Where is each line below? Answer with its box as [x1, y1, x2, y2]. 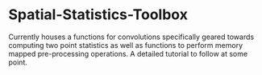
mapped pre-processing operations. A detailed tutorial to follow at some [8, 49, 248, 58]
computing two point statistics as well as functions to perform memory [8, 40, 243, 49]
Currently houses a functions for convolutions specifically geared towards [8, 32, 255, 41]
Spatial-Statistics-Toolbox [8, 6, 188, 24]
